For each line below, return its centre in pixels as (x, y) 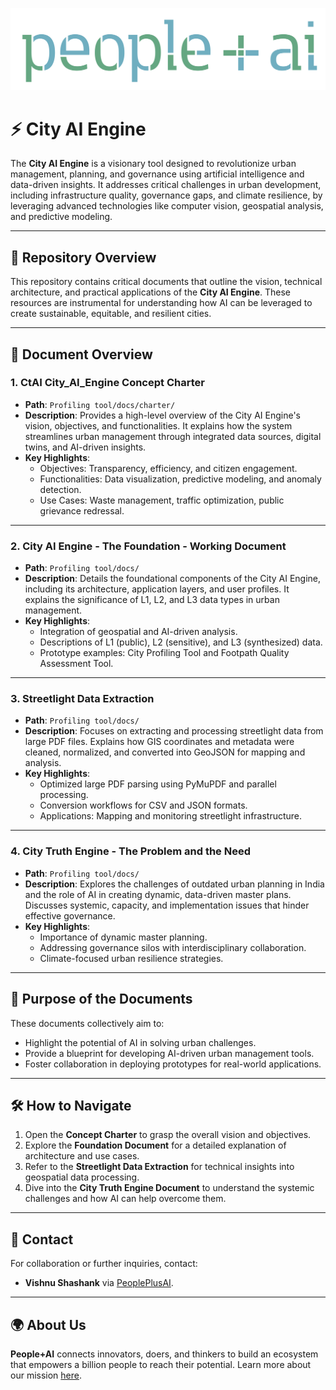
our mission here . (46, 1375)
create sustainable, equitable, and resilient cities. (111, 314)
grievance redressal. (82, 510)
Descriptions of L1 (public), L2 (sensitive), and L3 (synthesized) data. (181, 642)
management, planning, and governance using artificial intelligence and (157, 174)
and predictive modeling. (61, 217)
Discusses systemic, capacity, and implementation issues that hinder (167, 905)
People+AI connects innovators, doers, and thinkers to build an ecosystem (164, 1354)
